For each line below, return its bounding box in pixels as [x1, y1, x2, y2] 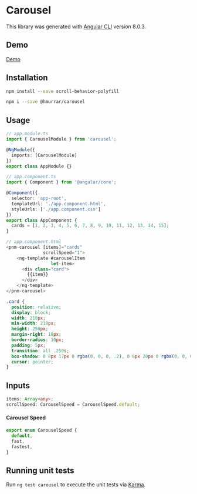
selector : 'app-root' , [11, 195, 67, 201]
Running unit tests [6, 465, 74, 475]
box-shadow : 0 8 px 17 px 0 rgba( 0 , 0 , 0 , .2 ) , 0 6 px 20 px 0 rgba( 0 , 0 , [11, 353, 188, 359]
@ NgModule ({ [6, 146, 35, 153]
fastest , [11, 443, 33, 450]
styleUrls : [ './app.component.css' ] [11, 206, 101, 212]
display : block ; [11, 309, 51, 315]
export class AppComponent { [6, 217, 77, 223]
